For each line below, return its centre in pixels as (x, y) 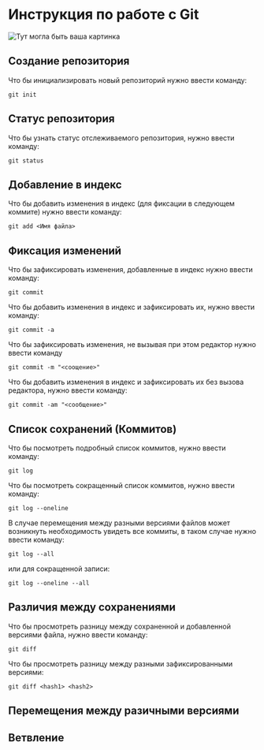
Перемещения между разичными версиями (124, 711)
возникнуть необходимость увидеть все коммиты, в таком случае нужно (132, 531)
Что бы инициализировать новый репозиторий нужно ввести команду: (128, 80)
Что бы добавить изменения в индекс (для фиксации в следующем (121, 203)
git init (22, 95)
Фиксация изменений (65, 250)
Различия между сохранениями (92, 608)
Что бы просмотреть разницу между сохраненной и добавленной (119, 626)
